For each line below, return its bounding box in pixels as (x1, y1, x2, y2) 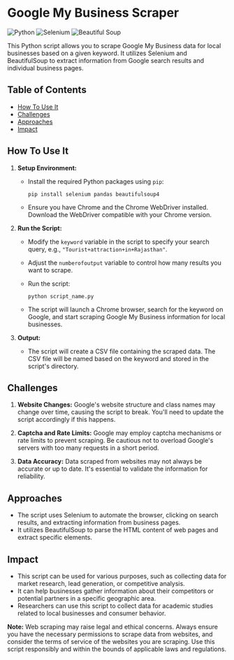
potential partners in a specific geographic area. (17, 594, 156, 602)
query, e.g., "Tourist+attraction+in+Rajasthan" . (27, 244, 168, 253)
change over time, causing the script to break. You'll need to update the (17, 408, 224, 416)
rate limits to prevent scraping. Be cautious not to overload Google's (17, 437, 214, 445)
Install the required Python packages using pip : (27, 177, 164, 186)
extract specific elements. (17, 533, 93, 542)
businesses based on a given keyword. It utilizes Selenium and (7, 49, 187, 57)
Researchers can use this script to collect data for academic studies (17, 602, 214, 610)
